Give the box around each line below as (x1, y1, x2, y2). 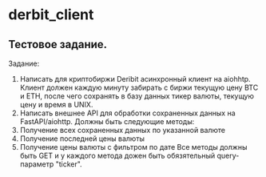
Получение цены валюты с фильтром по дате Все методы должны (19, 143, 248, 151)
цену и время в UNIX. (19, 100, 93, 109)
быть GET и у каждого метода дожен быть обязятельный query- (19, 151, 240, 160)
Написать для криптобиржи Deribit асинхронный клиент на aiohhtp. (19, 74, 251, 83)
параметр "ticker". (19, 159, 82, 169)
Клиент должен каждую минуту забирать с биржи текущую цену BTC (19, 82, 259, 92)
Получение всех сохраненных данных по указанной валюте (19, 126, 226, 135)
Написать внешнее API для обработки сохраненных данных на (19, 108, 236, 118)
